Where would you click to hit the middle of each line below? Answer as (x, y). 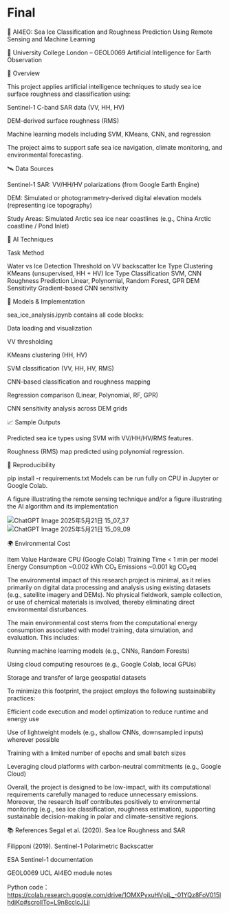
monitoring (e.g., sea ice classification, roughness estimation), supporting (111, 809)
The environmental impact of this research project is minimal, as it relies (109, 580)
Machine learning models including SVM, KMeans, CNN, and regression (109, 134)
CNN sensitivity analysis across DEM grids (67, 408)
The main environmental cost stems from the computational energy (102, 622)
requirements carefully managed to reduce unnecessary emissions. (103, 794)
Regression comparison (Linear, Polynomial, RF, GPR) (83, 395)
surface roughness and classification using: (69, 94)
